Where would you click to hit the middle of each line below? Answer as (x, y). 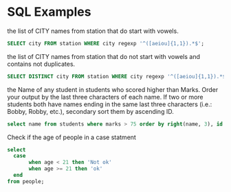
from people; (26, 181)
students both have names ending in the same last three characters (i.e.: (110, 104)
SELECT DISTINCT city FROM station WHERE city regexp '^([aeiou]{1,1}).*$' (118, 76)
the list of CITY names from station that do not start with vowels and (104, 56)
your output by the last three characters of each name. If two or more (106, 97)
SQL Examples (49, 12)
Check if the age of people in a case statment (71, 137)
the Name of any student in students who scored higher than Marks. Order (113, 89)
